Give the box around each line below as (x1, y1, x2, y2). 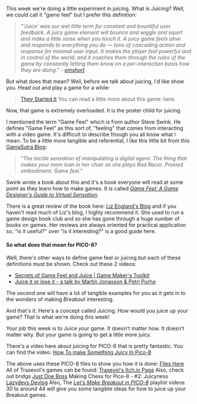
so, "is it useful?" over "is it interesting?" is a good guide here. (6, 228, 156, 234)
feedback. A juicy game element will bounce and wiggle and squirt (20, 29, 183, 36)
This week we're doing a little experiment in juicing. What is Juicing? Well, (6, 5, 185, 12)
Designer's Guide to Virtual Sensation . (6, 191, 99, 198)
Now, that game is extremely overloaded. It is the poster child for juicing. (6, 107, 182, 114)
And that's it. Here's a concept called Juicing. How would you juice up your (6, 307, 188, 314)
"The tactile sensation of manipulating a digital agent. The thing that (20, 155, 187, 161)
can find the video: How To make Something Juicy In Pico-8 (6, 349, 152, 356)
